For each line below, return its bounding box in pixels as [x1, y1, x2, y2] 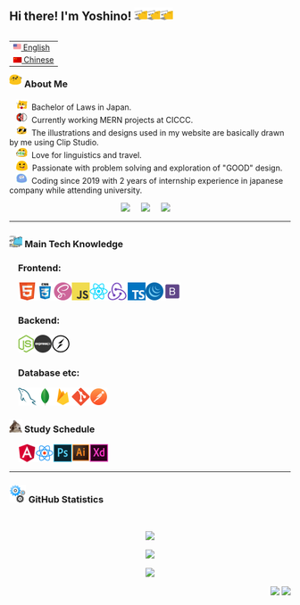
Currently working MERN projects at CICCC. [30, 114, 194, 125]
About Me [23, 78, 69, 90]
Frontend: [17, 261, 62, 274]
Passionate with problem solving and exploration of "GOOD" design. [31, 162, 283, 173]
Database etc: [17, 367, 80, 379]
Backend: [17, 314, 61, 327]
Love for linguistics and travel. [30, 149, 143, 160]
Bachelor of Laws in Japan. [30, 102, 132, 112]
